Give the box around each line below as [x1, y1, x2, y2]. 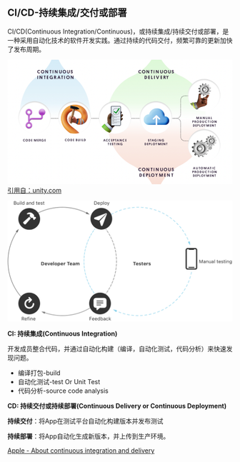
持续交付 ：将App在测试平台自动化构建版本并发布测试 [7, 417, 164, 426]
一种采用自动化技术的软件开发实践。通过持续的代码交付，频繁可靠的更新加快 [7, 36, 233, 44]
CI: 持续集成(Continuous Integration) [7, 329, 118, 338]
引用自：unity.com [7, 186, 62, 195]
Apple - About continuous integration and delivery [7, 446, 155, 455]
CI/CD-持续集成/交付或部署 [7, 6, 127, 19]
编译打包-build [17, 368, 61, 377]
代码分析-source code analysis [17, 386, 109, 395]
